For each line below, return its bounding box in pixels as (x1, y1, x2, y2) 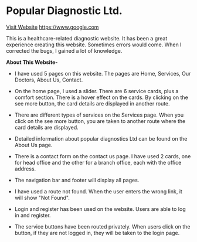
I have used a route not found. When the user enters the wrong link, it (14, 188, 183, 195)
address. (14, 165, 36, 172)
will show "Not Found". (14, 194, 70, 201)
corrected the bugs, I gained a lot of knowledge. (6, 47, 123, 54)
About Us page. (14, 141, 53, 148)
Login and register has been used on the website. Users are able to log (14, 205, 186, 212)
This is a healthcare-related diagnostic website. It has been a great (6, 35, 168, 42)
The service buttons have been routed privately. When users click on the (14, 223, 191, 230)
